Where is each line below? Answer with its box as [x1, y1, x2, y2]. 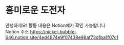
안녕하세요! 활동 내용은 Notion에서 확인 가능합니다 [5, 22, 106, 28]
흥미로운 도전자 [5, 5, 66, 16]
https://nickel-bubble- [30, 28, 77, 34]
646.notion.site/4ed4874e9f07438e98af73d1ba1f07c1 [5, 34, 119, 40]
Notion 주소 [5, 28, 29, 34]
